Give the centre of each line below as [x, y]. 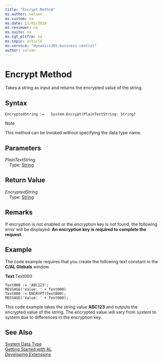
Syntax [16, 103]
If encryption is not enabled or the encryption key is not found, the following [81, 224]
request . [14, 235]
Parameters [23, 148]
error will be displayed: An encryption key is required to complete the [76, 229]
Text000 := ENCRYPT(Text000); [36, 293]
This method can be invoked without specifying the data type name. [73, 133]
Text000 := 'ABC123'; [27, 285]
